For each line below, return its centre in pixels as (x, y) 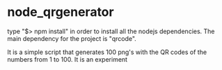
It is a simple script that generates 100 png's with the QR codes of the (107, 52)
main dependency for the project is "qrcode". (72, 38)
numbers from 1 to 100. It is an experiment (67, 59)
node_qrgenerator (61, 12)
